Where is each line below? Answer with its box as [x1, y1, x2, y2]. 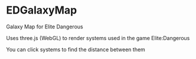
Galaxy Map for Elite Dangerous [6, 23, 84, 30]
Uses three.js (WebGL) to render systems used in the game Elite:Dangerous [6, 34, 190, 41]
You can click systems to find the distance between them [6, 45, 146, 53]
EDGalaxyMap [6, 4, 77, 17]
